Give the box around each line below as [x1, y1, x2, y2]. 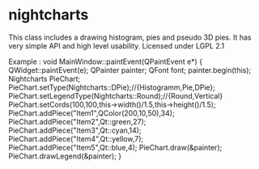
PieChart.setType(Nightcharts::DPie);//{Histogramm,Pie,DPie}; [8, 82, 216, 92]
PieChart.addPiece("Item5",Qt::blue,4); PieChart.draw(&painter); [8, 142, 223, 152]
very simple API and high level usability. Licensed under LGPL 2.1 [8, 40, 225, 50]
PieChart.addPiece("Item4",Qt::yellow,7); [8, 133, 144, 143]
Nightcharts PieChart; [8, 74, 81, 83]
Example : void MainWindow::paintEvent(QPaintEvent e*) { [8, 57, 203, 66]
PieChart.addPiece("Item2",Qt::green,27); [8, 116, 146, 126]
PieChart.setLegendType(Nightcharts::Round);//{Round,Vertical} [8, 91, 223, 100]
